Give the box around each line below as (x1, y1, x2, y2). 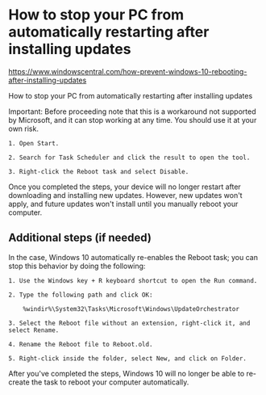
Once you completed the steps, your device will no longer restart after (8, 182, 242, 191)
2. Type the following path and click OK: (8, 291, 153, 299)
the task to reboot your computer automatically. (31, 377, 189, 387)
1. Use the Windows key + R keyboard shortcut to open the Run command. (8, 276, 258, 284)
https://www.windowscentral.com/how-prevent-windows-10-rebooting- (8, 66, 247, 76)
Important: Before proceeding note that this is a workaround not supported (8, 107, 256, 116)
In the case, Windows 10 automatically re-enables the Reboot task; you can (8, 252, 258, 262)
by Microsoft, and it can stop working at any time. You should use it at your (8, 115, 257, 124)
